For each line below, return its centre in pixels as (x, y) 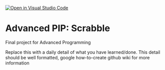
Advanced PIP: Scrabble (58, 28)
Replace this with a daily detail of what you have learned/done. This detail (83, 52)
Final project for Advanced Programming (48, 42)
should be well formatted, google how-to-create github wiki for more (78, 57)
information (17, 63)
